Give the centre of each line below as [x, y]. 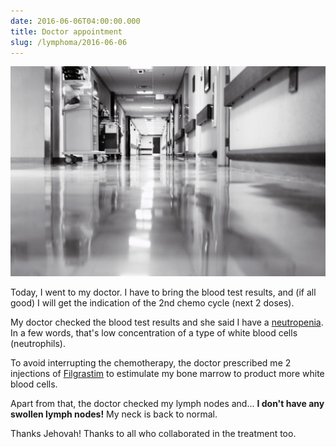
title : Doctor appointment [66, 31]
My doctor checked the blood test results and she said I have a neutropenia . [167, 322]
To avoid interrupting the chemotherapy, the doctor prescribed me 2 [151, 363]
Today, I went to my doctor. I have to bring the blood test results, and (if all [163, 292]
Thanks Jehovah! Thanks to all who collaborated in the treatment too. [153, 434]
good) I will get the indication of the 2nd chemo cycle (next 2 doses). [152, 303]
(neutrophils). [38, 344]
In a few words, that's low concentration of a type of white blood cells [154, 333]
